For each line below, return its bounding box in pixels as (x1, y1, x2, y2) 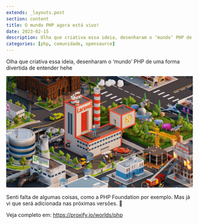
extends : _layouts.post (6, 10, 65, 15)
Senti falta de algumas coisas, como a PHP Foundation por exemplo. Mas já (6, 194, 191, 201)
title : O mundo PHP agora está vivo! (6, 22, 99, 28)
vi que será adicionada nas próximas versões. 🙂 (6, 200, 123, 207)
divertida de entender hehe (6, 64, 73, 71)
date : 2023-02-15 (6, 29, 49, 34)
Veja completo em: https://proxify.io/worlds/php (6, 212, 123, 219)
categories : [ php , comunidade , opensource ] (6, 41, 115, 47)
